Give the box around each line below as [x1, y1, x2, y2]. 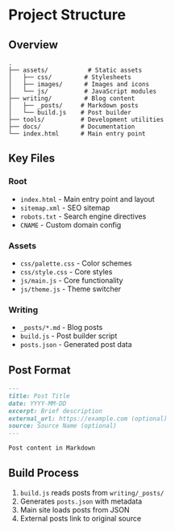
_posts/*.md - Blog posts [19, 323, 103, 332]
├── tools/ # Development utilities [8, 115, 164, 123]
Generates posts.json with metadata [19, 496, 143, 506]
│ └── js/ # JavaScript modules [8, 87, 157, 95]
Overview [8, 38, 59, 52]
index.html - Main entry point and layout [19, 194, 155, 203]
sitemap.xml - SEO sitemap [19, 203, 110, 212]
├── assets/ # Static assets [8, 66, 143, 74]
